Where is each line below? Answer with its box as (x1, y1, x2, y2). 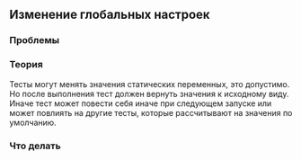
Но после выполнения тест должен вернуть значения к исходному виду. (9, 88, 289, 99)
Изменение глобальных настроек (9, 7, 210, 22)
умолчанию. (9, 117, 57, 128)
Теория (9, 58, 43, 71)
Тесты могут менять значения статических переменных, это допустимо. (9, 78, 290, 89)
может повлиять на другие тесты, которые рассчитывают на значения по (9, 107, 293, 118)
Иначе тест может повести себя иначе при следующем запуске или (9, 98, 272, 109)
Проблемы (9, 34, 60, 47)
